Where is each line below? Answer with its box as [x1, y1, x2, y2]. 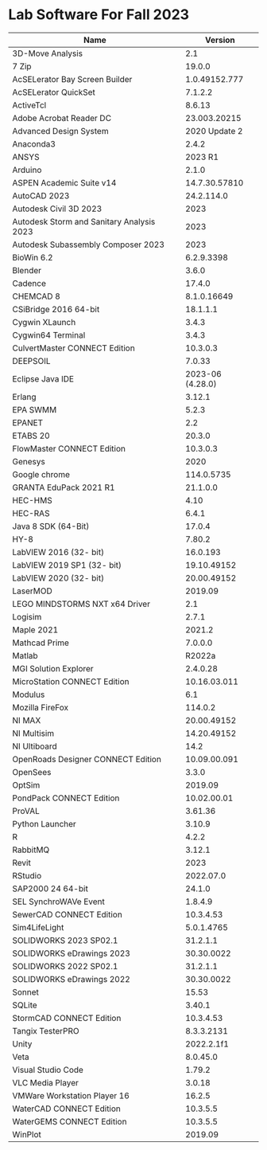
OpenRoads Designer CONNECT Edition [12, 753, 161, 765]
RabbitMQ [12, 844, 50, 855]
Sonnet [12, 986, 40, 997]
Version [205, 34, 236, 45]
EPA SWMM [12, 404, 57, 415]
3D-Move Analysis [12, 48, 83, 59]
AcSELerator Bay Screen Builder [12, 73, 133, 84]
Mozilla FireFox [12, 702, 69, 713]
